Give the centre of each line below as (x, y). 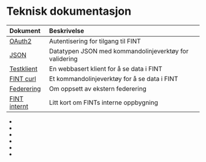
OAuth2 (21, 41)
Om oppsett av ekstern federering (98, 88)
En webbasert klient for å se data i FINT (105, 69)
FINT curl (23, 79)
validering (63, 58)
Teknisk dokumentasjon (69, 11)
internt (19, 106)
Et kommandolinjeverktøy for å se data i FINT (113, 79)
